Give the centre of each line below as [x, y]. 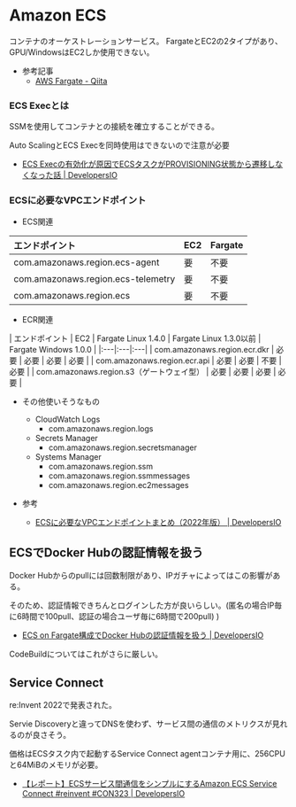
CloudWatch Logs [68, 419]
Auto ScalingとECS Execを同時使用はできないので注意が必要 [119, 145]
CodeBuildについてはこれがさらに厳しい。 [86, 654]
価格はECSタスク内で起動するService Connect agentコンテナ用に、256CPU [147, 754]
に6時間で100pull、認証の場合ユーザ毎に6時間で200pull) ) [114, 617]
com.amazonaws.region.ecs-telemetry [95, 278]
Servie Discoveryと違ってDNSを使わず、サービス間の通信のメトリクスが [140, 724]
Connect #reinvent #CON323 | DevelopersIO [103, 794]
